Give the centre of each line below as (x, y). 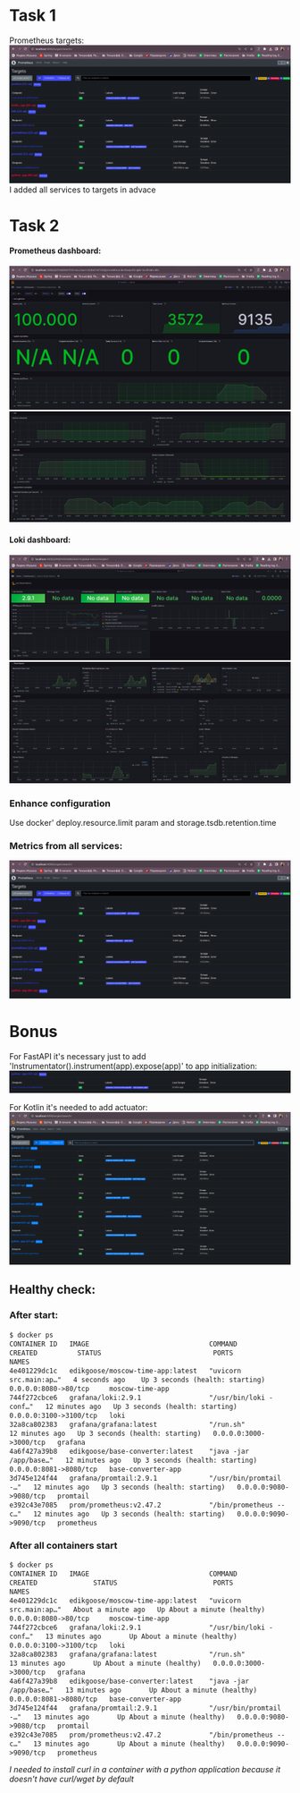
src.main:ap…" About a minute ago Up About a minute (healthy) (137, 1610)
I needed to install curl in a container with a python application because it (145, 1770)
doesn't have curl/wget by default (71, 1779)
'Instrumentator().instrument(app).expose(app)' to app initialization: (133, 1066)
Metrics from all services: (66, 846)
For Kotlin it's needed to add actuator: (79, 1108)
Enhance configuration (60, 803)
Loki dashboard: (40, 540)
